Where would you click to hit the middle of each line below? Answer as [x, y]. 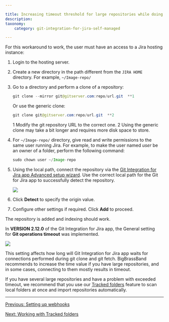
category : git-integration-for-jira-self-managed [67, 28]
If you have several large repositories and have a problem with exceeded [80, 279]
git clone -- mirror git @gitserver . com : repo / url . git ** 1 [73, 96]
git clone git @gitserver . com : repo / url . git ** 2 [63, 115]
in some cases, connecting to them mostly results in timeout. [68, 269]
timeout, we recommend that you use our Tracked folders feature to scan [81, 284]
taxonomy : [16, 24]
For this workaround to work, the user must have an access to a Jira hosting [84, 47]
